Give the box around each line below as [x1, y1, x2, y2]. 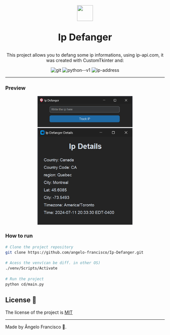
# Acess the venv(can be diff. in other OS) [5, 260, 101, 266]
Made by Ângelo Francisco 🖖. [5, 323, 67, 330]
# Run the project [5, 276, 44, 282]
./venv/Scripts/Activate [5, 266, 58, 271]
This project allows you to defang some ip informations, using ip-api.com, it [6, 52, 164, 58]
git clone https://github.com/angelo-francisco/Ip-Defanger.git [5, 250, 144, 255]
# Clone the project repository [5, 245, 73, 250]
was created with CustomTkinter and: [46, 58, 124, 63]
